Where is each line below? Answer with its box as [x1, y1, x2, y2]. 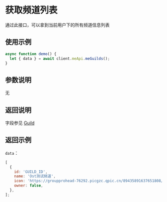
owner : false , [14, 183, 43, 188]
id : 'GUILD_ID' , [14, 169, 48, 174]
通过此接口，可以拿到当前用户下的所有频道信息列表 [5, 22, 110, 28]
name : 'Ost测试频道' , [14, 174, 56, 179]
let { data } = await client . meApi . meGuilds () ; [9, 56, 110, 61]
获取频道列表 [5, 4, 58, 16]
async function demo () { [5, 51, 57, 56]
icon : [14, 179, 26, 184]
